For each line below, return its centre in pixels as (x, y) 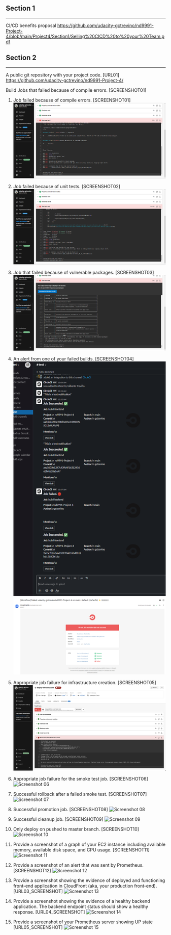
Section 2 (21, 58)
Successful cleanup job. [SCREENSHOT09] (58, 819)
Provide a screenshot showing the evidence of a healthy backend (81, 901)
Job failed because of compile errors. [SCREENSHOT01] (72, 100)
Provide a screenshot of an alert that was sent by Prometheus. (78, 865)
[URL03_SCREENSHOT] (38, 891)
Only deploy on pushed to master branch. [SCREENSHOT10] (76, 829)
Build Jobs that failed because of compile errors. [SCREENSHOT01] (76, 90)
